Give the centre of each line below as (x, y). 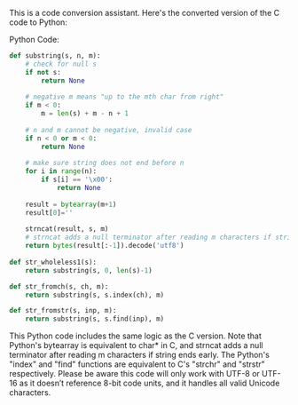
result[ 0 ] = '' (49, 212)
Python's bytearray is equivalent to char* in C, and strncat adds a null (136, 345)
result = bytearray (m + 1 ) (71, 204)
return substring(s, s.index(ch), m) (95, 295)
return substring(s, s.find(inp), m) (95, 319)
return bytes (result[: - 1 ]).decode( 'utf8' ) (105, 246)
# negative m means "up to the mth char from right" (125, 97)
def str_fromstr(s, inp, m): (63, 311)
